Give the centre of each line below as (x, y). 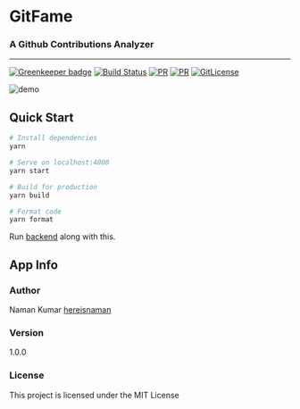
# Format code (36, 212)
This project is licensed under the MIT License (95, 395)
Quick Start (42, 117)
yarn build (29, 195)
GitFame (41, 17)
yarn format (31, 220)
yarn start (29, 171)
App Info (33, 265)
